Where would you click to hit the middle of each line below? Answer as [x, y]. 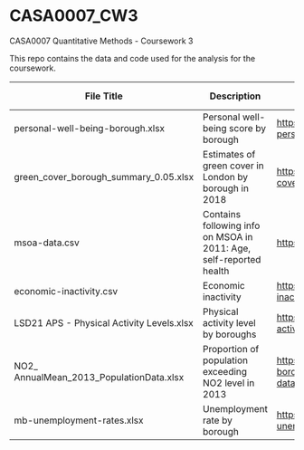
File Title [104, 96]
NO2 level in [228, 383]
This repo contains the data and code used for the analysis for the [133, 58]
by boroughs [229, 334]
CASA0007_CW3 [74, 16]
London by [225, 177]
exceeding [224, 371]
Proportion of [231, 349]
